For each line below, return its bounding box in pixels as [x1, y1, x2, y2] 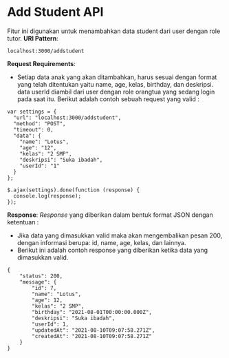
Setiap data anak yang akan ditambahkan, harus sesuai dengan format [17, 73, 217, 81]
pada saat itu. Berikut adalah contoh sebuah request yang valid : [17, 94, 199, 103]
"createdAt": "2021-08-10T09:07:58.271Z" [32, 333, 153, 339]
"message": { [19, 278, 57, 286]
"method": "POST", [13, 120, 67, 127]
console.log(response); [13, 192, 81, 200]
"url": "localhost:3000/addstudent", [13, 114, 122, 121]
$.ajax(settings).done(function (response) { [7, 187, 140, 193]
